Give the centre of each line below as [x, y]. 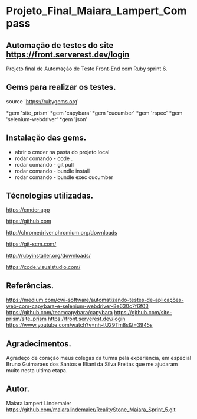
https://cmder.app [28, 210]
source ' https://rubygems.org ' [43, 101]
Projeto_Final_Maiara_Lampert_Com [96, 11]
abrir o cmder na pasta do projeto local [62, 152]
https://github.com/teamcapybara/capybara [60, 313]
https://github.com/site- [143, 313]
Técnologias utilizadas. [50, 196]
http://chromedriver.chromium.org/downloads [62, 233]
